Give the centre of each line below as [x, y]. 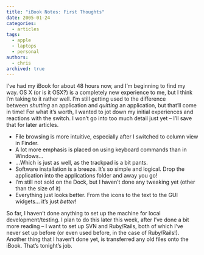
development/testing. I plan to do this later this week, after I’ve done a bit [98, 220]
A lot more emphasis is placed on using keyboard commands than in [101, 149]
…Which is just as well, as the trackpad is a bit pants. [81, 163]
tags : [13, 35]
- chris [22, 63]
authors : [17, 57]
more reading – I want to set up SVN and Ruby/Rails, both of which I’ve [95, 226]
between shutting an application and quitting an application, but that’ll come [101, 106]
